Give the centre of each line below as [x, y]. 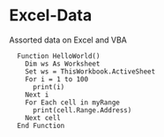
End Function [41, 126]
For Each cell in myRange [73, 103]
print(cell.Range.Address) [82, 110]
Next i [37, 95]
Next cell [43, 118]
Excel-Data [51, 15]
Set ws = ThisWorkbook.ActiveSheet [90, 72]
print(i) [48, 87]
